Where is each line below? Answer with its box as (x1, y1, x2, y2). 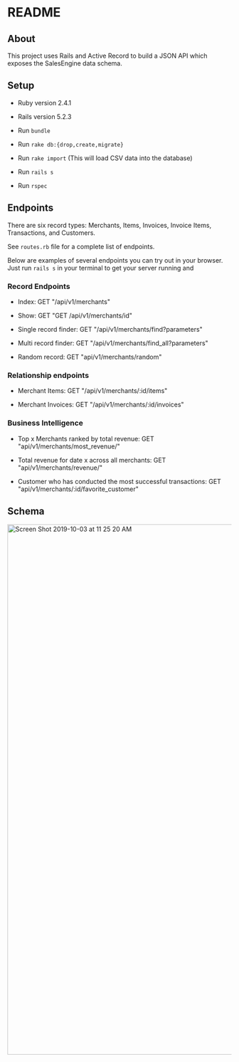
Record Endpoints (7, 281, 70, 291)
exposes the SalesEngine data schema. (7, 59, 122, 68)
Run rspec (17, 181, 48, 189)
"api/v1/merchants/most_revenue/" (17, 442, 120, 451)
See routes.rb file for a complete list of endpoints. (7, 242, 155, 251)
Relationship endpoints (7, 370, 90, 380)
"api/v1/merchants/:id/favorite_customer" (17, 485, 139, 493)
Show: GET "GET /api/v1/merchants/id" (17, 311, 133, 320)
